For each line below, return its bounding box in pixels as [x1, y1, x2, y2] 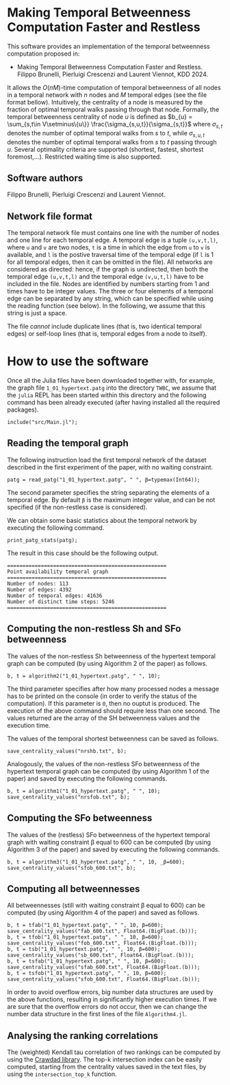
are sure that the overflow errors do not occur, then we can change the [7, 1003, 207, 1011]
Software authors [7, 172, 84, 183]
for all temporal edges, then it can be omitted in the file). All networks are [7, 258, 214, 266]
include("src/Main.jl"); [7, 419, 78, 426]
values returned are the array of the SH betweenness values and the [7, 713, 201, 722]
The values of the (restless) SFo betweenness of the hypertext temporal [7, 830, 210, 839]
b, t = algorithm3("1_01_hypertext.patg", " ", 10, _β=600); [7, 858, 186, 865]
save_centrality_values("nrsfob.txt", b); [7, 794, 130, 801]
